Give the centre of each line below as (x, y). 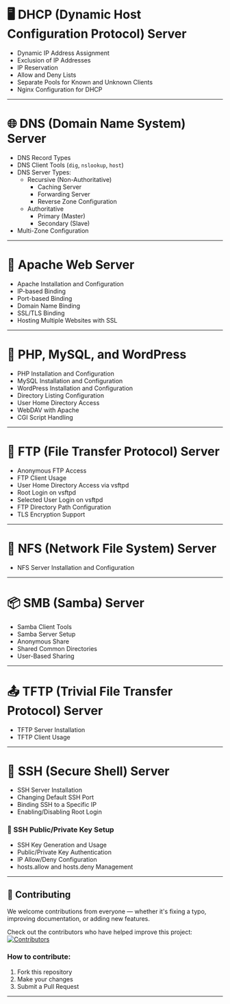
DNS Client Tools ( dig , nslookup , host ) (71, 165)
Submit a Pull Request (48, 986)
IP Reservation (37, 67)
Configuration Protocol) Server (97, 34)
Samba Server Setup (46, 634)
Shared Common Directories (57, 648)
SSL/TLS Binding (41, 313)
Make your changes (45, 979)
